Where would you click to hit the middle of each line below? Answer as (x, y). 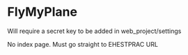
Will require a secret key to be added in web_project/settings (94, 31)
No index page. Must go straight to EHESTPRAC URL (83, 44)
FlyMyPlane (42, 12)
